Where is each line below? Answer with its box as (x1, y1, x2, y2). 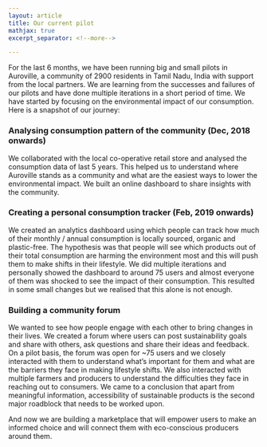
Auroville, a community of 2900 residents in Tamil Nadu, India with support (8, 71, 254, 81)
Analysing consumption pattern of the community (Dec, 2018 (8, 125, 251, 136)
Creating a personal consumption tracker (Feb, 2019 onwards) (8, 207, 254, 218)
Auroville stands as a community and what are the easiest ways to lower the (8, 170, 257, 180)
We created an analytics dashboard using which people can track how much (8, 225, 260, 235)
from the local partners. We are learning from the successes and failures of (8, 80, 255, 89)
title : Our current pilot (8, 19, 94, 27)
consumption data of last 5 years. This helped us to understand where (8, 161, 239, 172)
